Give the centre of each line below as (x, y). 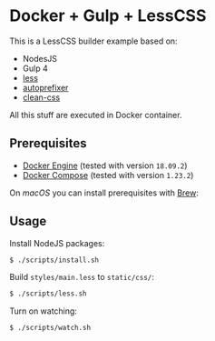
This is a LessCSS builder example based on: (94, 41)
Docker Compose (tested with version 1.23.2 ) (108, 175)
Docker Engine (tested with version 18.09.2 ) (105, 165)
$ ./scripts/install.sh (54, 260)
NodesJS (39, 58)
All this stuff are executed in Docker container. (96, 115)
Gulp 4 (35, 68)
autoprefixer (45, 87)
